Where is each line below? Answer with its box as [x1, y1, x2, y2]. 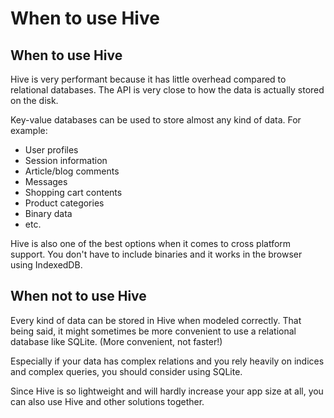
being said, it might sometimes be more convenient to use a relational [10, 325, 297, 337]
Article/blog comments [24, 165, 120, 177]
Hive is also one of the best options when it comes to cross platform [10, 238, 292, 249]
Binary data [24, 208, 73, 219]
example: [10, 125, 48, 136]
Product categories [24, 197, 105, 209]
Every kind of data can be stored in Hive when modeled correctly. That [10, 314, 302, 326]
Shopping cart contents [24, 187, 123, 198]
